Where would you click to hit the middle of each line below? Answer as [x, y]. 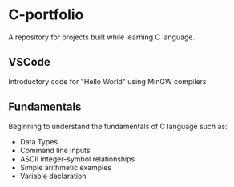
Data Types [39, 141]
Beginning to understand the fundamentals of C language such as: [118, 126]
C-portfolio [46, 15]
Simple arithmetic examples [66, 167]
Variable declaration [53, 176]
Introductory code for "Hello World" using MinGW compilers [107, 81]
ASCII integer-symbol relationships [77, 159]
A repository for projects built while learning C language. [102, 37]
